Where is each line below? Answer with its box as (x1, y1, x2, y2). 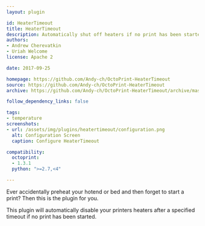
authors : (6, 37, 29, 43)
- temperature (6, 115, 43, 122)
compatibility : (6, 149, 45, 155)
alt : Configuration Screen (12, 132, 81, 138)
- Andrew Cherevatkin (6, 43, 62, 49)
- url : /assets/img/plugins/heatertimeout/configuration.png (6, 126, 165, 133)
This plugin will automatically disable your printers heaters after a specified (6, 206, 195, 214)
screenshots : (6, 121, 40, 127)
